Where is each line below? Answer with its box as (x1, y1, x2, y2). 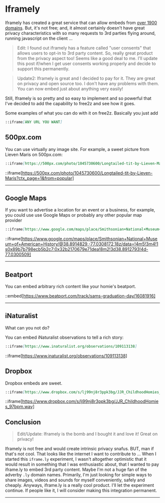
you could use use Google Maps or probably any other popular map (5, 212, 142, 218)
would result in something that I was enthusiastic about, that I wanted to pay (5, 461, 160, 468)
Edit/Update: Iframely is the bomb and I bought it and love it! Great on (17, 431, 158, 437)
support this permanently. (17, 65, 70, 72)
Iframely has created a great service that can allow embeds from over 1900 (5, 20, 157, 26)
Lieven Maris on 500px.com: (5, 151, 63, 157)
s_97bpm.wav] (5, 404, 34, 410)
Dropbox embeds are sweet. (5, 380, 62, 386)
